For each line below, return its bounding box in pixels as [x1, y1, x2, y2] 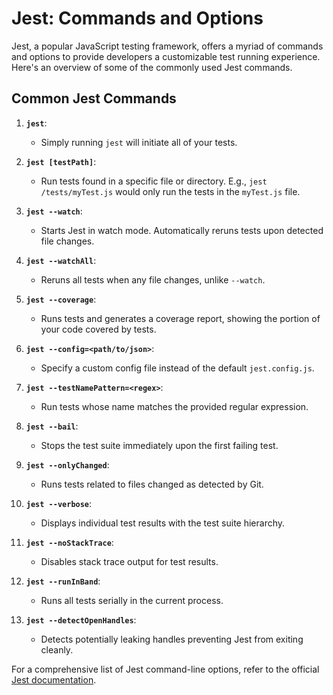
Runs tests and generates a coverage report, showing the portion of [40, 312, 321, 324]
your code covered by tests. [40, 323, 157, 335]
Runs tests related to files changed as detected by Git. [40, 478, 264, 490]
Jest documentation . [11, 673, 97, 686]
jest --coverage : [25, 293, 97, 305]
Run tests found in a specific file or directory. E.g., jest [40, 175, 268, 187]
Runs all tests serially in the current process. [40, 594, 224, 606]
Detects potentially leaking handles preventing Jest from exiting [40, 633, 304, 645]
